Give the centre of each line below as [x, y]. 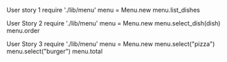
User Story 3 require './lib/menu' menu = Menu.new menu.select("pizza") [111, 44]
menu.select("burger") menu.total [55, 51]
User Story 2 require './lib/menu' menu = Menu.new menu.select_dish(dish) [113, 23]
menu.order [23, 31]
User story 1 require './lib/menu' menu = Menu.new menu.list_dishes [103, 10]
